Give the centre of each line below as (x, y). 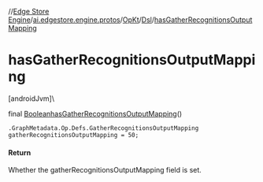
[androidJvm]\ (31, 98)
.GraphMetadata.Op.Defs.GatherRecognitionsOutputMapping (104, 128)
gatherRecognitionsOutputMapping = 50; (74, 135)
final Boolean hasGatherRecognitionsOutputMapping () (95, 113)
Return (20, 152)
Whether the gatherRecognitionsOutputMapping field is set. (105, 170)
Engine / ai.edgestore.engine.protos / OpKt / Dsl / (81, 20)
